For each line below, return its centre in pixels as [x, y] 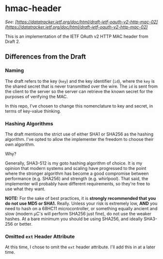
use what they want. [25, 189]
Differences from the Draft [46, 57]
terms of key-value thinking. [33, 111]
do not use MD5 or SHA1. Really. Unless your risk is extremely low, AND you [81, 203]
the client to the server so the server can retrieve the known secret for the [79, 91]
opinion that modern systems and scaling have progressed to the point [76, 168]
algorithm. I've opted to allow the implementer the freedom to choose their [79, 139]
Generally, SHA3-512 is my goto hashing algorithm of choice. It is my [74, 163]
